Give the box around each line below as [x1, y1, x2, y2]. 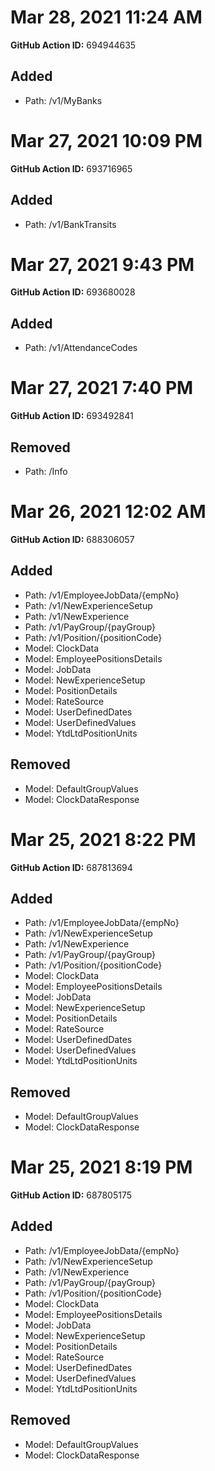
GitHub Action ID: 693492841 [10, 410, 134, 422]
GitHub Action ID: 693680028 [10, 286, 136, 298]
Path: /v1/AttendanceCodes [24, 342, 138, 354]
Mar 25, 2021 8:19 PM [10, 1156, 193, 1179]
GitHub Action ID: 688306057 [10, 533, 135, 545]
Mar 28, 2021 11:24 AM [10, 6, 203, 29]
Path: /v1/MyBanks [24, 94, 103, 106]
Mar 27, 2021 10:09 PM [10, 129, 203, 152]
